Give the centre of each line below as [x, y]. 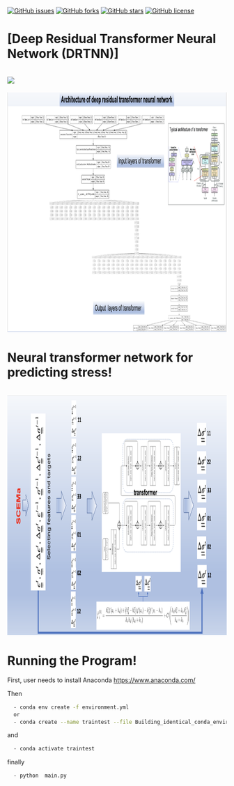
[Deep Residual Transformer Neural [112, 39]
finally [16, 762]
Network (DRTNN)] [63, 54]
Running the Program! [72, 661]
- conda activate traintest [54, 749]
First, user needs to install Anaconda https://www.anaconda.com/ [102, 680]
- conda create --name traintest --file [73, 722]
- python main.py [40, 776]
